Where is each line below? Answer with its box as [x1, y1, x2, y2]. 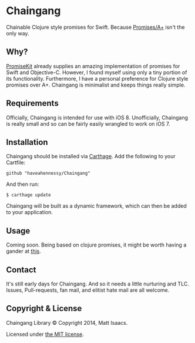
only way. [6, 29, 29, 36]
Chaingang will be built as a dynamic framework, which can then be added [6, 202, 187, 209]
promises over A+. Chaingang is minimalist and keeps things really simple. [6, 81, 186, 88]
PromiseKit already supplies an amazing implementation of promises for [6, 62, 180, 69]
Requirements [6, 98, 59, 108]
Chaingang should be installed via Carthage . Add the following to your [6, 153, 176, 160]
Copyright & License [6, 304, 82, 314]
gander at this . [6, 248, 41, 255]
